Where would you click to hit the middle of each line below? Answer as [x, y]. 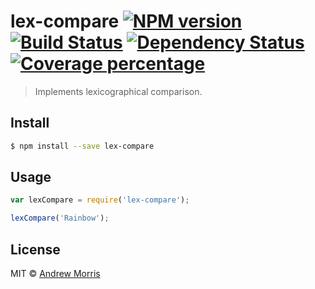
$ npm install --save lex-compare [82, 146]
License [35, 249]
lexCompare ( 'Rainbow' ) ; [60, 218]
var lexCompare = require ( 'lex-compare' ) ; [100, 200]
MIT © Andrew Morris [55, 273]
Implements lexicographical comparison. [118, 91]
